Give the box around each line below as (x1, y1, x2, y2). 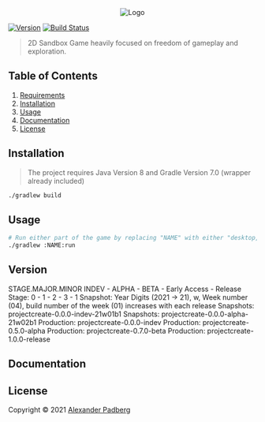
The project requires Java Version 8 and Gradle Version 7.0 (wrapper (27, 167, 251, 177)
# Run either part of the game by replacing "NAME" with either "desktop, (8, 234, 259, 242)
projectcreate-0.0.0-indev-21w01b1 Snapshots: (8, 309, 160, 319)
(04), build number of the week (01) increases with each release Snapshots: (8, 301, 255, 310)
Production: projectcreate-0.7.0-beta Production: (47, 326, 206, 335)
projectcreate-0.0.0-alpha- (161, 309, 248, 319)
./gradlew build (8, 191, 62, 200)
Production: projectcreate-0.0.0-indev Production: (38, 317, 201, 327)
